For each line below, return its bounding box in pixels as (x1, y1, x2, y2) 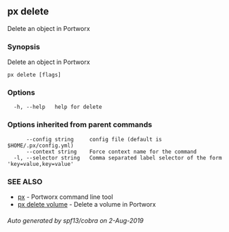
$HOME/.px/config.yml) (7, 142, 74, 149)
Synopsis (7, 41, 40, 51)
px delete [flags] (7, 72, 61, 79)
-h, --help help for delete (13, 103, 102, 111)
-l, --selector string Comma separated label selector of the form (13, 154, 222, 161)
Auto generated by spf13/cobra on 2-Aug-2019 (7, 216, 144, 224)
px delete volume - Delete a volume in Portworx (17, 200, 156, 208)
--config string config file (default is (25, 136, 162, 143)
